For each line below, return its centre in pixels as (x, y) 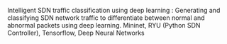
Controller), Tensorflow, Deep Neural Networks (76, 33)
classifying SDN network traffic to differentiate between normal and (106, 18)
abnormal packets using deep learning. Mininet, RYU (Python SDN (104, 25)
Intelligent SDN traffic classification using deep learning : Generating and (114, 10)
